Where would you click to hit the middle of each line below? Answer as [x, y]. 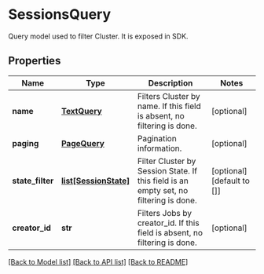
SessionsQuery [60, 15]
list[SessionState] [96, 181]
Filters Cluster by [169, 96]
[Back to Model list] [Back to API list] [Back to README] [98, 261]
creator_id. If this [168, 223]
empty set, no [163, 190]
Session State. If [167, 170]
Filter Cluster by [167, 161]
